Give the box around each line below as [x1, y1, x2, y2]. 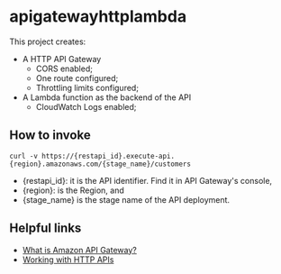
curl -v [9, 151, 39, 160]
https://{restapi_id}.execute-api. [41, 151, 176, 160]
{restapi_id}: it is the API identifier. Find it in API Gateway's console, [22, 175, 273, 186]
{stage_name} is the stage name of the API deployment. [22, 194, 231, 205]
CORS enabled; [35, 63, 93, 74]
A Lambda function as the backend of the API [22, 92, 192, 103]
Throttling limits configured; [35, 82, 140, 93]
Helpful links [9, 221, 82, 236]
